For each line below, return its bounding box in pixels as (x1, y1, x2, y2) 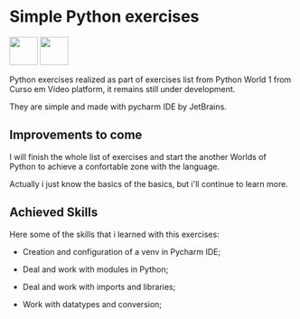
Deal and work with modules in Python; (22, 264, 169, 275)
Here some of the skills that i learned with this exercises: (9, 229, 220, 239)
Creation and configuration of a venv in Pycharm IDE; (22, 246, 221, 257)
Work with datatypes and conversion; (22, 298, 163, 309)
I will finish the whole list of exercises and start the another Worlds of (9, 151, 267, 162)
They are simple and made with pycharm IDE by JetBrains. (9, 101, 228, 112)
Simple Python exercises (9, 6, 200, 27)
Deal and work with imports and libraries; (22, 281, 176, 292)
